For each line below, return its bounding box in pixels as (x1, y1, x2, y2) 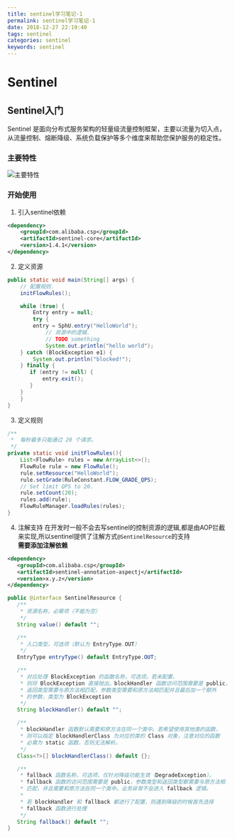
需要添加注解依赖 (17, 541, 68, 549)
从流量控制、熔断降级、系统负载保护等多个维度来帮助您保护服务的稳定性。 (7, 133, 225, 142)
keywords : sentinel (7, 43, 65, 51)
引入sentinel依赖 (17, 207, 66, 216)
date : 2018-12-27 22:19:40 (7, 24, 87, 31)
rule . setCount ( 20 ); (20, 490, 78, 497)
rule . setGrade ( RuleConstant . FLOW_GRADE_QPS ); (20, 476, 158, 483)
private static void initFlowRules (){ (7, 450, 122, 457)
